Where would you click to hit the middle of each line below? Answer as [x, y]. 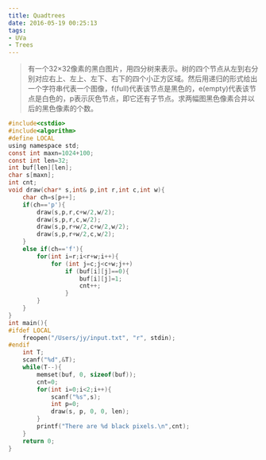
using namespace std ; [44, 145]
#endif [19, 345]
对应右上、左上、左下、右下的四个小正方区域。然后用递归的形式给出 [146, 79]
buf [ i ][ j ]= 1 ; [101, 279]
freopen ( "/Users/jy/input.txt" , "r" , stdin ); [99, 338]
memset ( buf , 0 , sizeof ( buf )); [87, 374]
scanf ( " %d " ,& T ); [50, 360]
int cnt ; [23, 183]
